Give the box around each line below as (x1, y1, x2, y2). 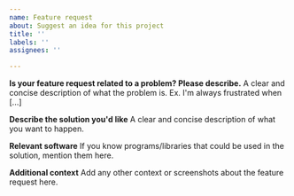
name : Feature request (9, 12, 93, 22)
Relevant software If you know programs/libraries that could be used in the (9, 141, 285, 152)
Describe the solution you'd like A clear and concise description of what (9, 114, 276, 125)
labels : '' (9, 37, 50, 47)
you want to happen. (9, 123, 84, 134)
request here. (9, 176, 58, 187)
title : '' (9, 29, 46, 38)
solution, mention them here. (9, 150, 114, 161)
